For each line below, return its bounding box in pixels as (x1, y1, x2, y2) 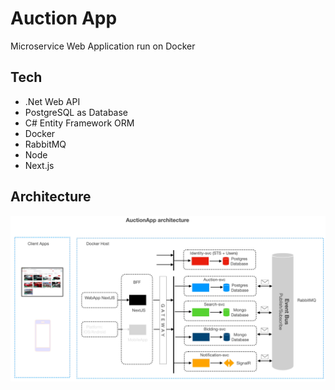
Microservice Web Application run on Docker (10, 40, 196, 52)
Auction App (10, 7, 118, 30)
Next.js (24, 159, 55, 171)
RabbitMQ (24, 138, 67, 150)
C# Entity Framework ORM (24, 117, 135, 129)
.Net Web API (24, 95, 81, 107)
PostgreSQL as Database (24, 106, 129, 118)
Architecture (10, 188, 92, 206)
